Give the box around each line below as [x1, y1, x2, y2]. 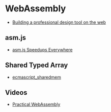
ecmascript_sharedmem [12, 74, 61, 80]
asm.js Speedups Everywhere [12, 46, 73, 52]
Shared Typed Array [5, 61, 68, 70]
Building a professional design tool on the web [12, 19, 106, 25]
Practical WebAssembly [12, 102, 60, 108]
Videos [5, 88, 28, 97]
